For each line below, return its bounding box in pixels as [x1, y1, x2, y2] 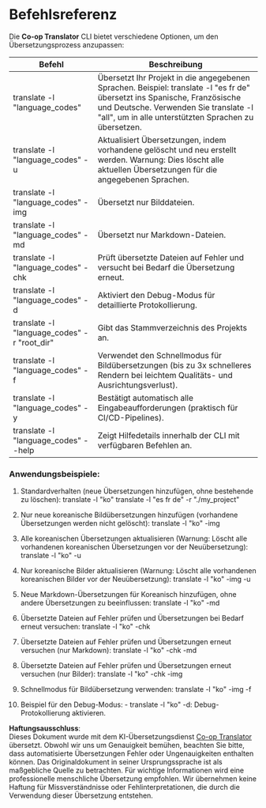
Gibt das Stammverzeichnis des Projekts [97, 322, 248, 333]
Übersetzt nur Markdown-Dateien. [97, 229, 227, 240]
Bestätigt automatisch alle [97, 392, 194, 403]
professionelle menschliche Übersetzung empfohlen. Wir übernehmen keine [9, 774, 257, 783]
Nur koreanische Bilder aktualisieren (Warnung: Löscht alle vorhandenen [20, 566, 257, 576]
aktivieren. [71, 708, 106, 718]
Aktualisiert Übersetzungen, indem [97, 134, 227, 145]
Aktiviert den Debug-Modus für [97, 289, 215, 300]
